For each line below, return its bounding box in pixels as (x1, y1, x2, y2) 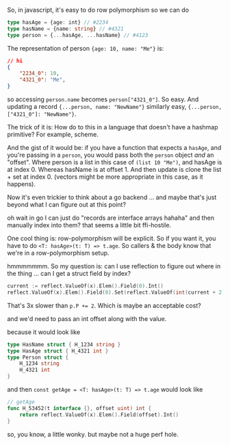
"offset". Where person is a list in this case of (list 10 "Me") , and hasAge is (7, 158, 222, 166)
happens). (7, 180, 36, 188)
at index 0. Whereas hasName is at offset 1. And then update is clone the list (7, 166, 222, 173)
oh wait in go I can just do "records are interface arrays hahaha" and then (7, 214, 214, 222)
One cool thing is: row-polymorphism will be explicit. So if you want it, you (7, 234, 216, 242)
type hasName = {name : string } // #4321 (7, 25, 125, 32)
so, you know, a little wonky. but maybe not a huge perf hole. (7, 430, 179, 438)
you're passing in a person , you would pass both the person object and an (7, 151, 214, 159)
